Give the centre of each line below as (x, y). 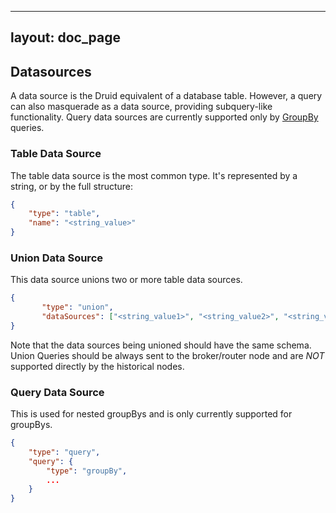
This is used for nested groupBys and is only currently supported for (151, 414)
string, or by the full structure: (72, 186)
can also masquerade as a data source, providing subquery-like (141, 107)
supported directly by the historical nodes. (97, 366)
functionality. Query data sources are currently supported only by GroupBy (164, 117)
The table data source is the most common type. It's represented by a (154, 175)
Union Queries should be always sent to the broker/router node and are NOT (167, 355)
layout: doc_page (66, 37)
